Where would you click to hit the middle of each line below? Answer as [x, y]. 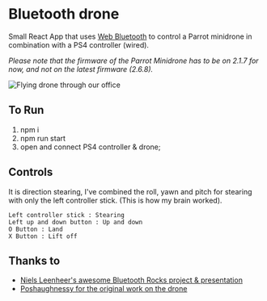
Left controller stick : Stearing [67, 215]
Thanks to [34, 260]
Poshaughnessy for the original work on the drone [104, 289]
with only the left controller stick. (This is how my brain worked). [115, 200]
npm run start [43, 138]
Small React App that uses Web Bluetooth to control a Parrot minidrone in [130, 36]
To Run [26, 110]
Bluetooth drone [64, 14]
